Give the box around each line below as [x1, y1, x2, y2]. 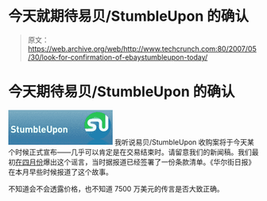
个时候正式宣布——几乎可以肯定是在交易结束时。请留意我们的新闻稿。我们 [8, 147, 252, 157]
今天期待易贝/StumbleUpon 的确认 [8, 83, 235, 101]
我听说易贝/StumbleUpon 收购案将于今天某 [114, 137, 254, 147]
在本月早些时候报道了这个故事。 [8, 167, 113, 176]
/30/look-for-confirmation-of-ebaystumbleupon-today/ [27, 52, 208, 62]
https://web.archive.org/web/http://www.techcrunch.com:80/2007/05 [27, 44, 257, 53]
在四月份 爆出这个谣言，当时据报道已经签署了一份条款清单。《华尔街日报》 [15, 157, 256, 167]
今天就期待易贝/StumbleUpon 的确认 [8, 7, 249, 25]
